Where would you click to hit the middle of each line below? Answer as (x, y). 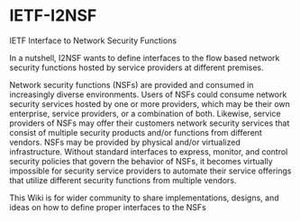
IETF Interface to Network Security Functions (93, 40)
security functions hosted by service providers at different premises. (136, 67)
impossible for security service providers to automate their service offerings (150, 171)
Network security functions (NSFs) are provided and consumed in (132, 84)
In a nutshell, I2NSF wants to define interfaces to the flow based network (145, 57)
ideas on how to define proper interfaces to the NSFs (108, 207)
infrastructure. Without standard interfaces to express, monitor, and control (149, 151)
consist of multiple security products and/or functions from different (136, 132)
